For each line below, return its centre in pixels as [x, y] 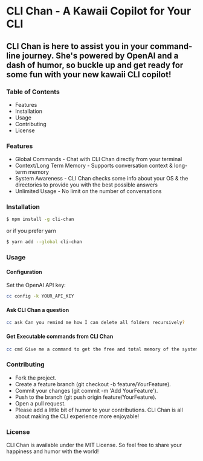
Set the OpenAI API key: [36, 285]
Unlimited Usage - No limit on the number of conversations [88, 191]
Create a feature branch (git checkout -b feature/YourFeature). [93, 384]
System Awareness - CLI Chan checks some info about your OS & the [101, 179]
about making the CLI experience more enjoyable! [77, 416]
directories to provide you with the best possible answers [86, 185]
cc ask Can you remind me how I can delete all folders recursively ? [96, 323]
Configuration [24, 272]
